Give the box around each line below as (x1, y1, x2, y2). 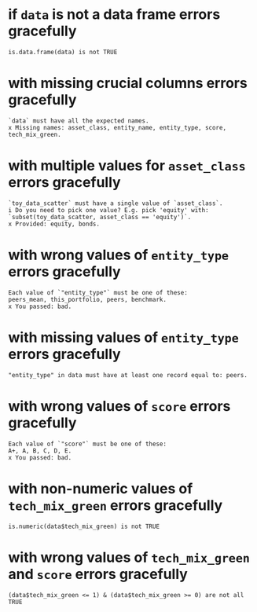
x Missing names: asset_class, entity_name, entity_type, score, (8, 123, 226, 131)
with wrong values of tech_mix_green (8, 548, 250, 566)
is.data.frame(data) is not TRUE (8, 48, 118, 56)
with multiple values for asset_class (8, 157, 246, 174)
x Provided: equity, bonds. (8, 220, 101, 228)
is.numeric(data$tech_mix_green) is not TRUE (8, 522, 160, 530)
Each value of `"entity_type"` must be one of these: (8, 288, 189, 296)
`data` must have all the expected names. (8, 116, 149, 125)
